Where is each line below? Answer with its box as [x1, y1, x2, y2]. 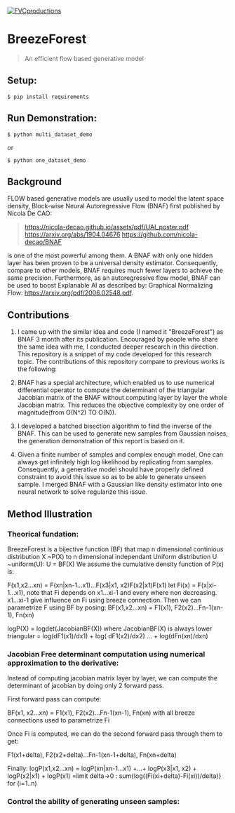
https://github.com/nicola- [121, 230, 198, 238]
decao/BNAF [24, 238, 62, 246]
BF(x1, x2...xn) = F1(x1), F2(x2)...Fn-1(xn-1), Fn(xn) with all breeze [7, 708, 195, 717]
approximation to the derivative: [7, 658, 119, 668]
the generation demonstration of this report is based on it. [17, 437, 185, 445]
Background [7, 175, 62, 187]
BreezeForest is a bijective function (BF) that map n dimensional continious [7, 544, 224, 553]
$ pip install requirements [7, 93, 90, 100]
